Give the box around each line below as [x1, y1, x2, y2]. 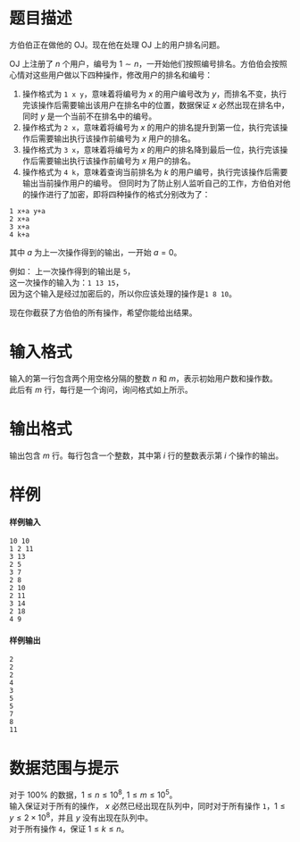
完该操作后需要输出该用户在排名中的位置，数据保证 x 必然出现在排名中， [21, 99, 290, 110]
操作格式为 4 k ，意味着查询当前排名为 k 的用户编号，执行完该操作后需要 [21, 166, 288, 177]
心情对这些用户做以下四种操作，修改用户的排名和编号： [9, 69, 212, 80]
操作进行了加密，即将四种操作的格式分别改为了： [29, 188, 211, 199]
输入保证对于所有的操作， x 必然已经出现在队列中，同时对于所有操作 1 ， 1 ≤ [9, 801, 286, 811]
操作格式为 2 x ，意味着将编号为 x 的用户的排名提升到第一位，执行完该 [21, 121, 280, 132]
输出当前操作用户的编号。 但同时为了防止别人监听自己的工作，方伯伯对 [21, 178, 283, 188]
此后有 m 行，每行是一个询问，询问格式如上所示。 [9, 384, 194, 395]
